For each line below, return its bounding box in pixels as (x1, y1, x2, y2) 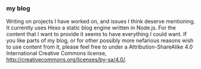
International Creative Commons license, (6, 50, 107, 57)
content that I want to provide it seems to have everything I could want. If (6, 31, 187, 38)
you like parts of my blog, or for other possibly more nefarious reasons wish (6, 37, 194, 44)
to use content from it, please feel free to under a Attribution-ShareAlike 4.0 (6, 43, 193, 50)
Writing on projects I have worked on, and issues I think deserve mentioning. (6, 18, 196, 25)
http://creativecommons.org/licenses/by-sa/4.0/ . (6, 56, 127, 64)
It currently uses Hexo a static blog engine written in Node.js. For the (6, 24, 176, 31)
